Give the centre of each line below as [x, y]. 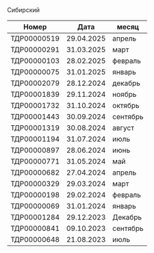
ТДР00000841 [35, 228]
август [124, 128]
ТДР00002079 [35, 83]
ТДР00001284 [35, 217]
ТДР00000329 [35, 184]
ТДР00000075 [35, 72]
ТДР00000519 [35, 38]
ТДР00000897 [35, 150]
